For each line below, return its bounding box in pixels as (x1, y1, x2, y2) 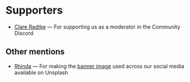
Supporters (5, 4, 63, 17)
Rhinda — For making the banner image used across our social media (14, 62, 185, 70)
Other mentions (5, 47, 65, 57)
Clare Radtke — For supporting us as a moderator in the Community (14, 23, 180, 30)
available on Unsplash (14, 69, 68, 76)
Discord (14, 29, 34, 36)
